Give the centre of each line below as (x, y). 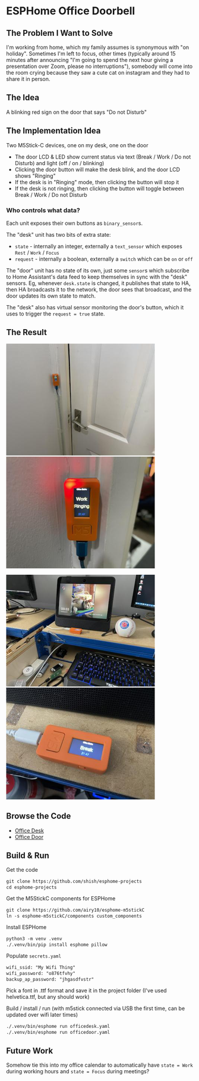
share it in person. (28, 79)
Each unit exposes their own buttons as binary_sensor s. (75, 223)
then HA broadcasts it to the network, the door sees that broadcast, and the (99, 289)
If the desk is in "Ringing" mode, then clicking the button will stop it (97, 182)
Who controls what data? (43, 210)
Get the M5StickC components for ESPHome (61, 899)
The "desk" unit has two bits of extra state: (59, 234)
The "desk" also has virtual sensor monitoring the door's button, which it (95, 307)
